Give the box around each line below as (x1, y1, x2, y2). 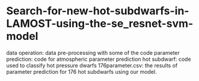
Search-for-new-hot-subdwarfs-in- (6, 4, 189, 18)
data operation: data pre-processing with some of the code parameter (6, 49, 180, 56)
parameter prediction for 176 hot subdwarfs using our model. (6, 68, 158, 75)
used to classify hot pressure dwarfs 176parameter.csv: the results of (6, 61, 178, 69)
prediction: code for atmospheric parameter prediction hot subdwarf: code (6, 55, 191, 63)
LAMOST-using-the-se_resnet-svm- (6, 17, 194, 30)
